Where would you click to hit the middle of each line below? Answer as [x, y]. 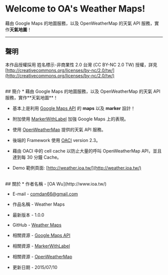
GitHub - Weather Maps [37, 225]
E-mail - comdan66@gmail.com [45, 194]
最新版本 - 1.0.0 [28, 215]
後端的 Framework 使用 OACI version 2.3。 [56, 140]
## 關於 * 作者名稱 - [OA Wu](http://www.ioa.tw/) [56, 184]
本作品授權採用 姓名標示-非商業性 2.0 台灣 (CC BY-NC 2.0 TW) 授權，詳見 [81, 64]
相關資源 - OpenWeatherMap [42, 256]
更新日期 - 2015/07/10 [35, 267]
